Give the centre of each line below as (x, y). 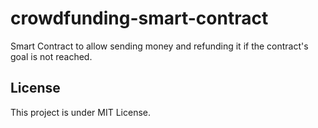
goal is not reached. (51, 56)
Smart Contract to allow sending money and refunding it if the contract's (159, 46)
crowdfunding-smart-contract (139, 18)
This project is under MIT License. (81, 112)
